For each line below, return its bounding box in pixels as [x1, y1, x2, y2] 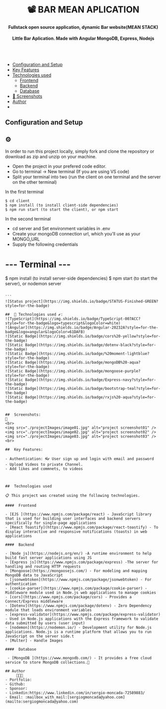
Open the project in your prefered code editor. [12, 163, 107, 169]
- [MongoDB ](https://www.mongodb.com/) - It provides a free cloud [7, 656, 152, 661]
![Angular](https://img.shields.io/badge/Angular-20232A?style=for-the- [5, 325, 159, 330]
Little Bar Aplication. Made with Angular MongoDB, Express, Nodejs [12, 35, 155, 41]
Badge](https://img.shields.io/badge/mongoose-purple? [25, 369, 141, 374]
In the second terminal [5, 216, 51, 222]
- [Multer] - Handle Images [5, 638, 63, 643]
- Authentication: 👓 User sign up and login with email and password [5, 457, 154, 462]
